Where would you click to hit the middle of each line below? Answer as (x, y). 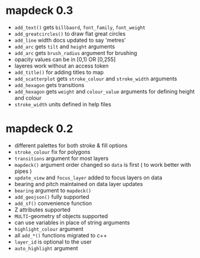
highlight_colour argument (49, 229)
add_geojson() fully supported (52, 196)
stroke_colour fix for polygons (53, 152)
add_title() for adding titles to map (59, 72)
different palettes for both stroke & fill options (71, 145)
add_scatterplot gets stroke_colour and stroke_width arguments (96, 79)
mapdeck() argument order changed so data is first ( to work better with (103, 164)
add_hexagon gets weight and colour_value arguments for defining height (105, 91)
